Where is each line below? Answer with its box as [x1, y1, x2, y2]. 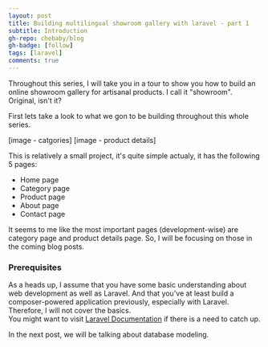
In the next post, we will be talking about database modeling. [8, 330, 209, 340]
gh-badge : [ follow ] [8, 42, 74, 50]
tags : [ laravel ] [8, 49, 63, 57]
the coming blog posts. [8, 242, 84, 251]
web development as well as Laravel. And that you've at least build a [8, 288, 234, 298]
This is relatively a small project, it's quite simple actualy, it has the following [8, 150, 261, 161]
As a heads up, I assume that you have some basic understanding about [8, 280, 247, 290]
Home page [19, 174, 59, 185]
